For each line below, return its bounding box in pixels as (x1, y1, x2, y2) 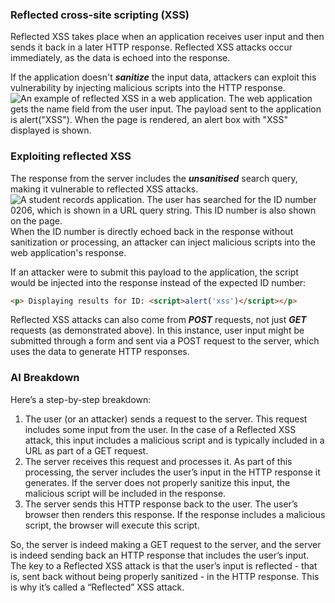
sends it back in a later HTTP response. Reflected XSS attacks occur (10, 41, 293, 53)
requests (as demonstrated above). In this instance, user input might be (10, 324, 305, 337)
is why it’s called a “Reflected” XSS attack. (10, 581, 185, 593)
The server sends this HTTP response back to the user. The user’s (24, 498, 299, 510)
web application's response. (10, 246, 127, 258)
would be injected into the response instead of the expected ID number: (10, 276, 307, 288)
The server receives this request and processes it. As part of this (24, 455, 293, 467)
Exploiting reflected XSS (10, 149, 132, 163)
